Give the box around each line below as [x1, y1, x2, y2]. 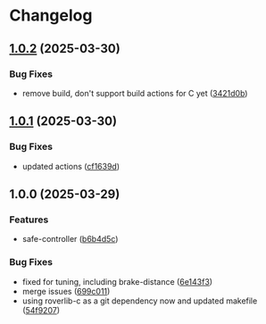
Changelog [9, 5, 93, 26]
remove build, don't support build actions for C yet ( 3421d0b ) [21, 87, 248, 98]
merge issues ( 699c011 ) [21, 286, 111, 296]
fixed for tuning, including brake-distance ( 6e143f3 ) [21, 276, 212, 287]
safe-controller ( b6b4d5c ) [21, 234, 119, 245]
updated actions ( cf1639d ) [21, 161, 121, 171]
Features [9, 213, 49, 226]
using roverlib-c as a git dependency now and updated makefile [21, 295, 258, 306]
